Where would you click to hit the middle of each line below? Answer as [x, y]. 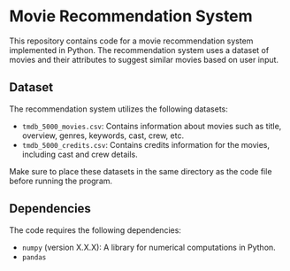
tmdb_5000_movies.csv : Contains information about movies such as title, [152, 126]
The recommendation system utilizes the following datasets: [118, 109]
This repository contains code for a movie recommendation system [131, 41]
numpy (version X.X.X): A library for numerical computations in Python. [149, 247]
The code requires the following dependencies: [95, 230]
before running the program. [61, 181]
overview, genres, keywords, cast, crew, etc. [103, 135]
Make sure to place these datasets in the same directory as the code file [141, 171]
